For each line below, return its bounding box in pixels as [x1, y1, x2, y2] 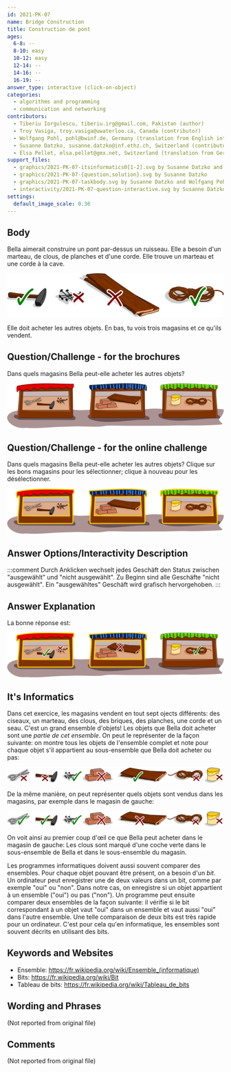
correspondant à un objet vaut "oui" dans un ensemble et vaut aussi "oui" [7, 906, 216, 913]
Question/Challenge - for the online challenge [7, 441, 208, 453]
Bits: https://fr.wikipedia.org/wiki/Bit [16, 973, 119, 981]
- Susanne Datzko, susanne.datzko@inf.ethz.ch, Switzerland [13, 142, 189, 149]
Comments [7, 1039, 56, 1051]
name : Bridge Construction [7, 18, 85, 26]
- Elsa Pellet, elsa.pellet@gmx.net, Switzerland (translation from [13, 149, 214, 157]
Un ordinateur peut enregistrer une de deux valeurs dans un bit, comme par [7, 876, 221, 884]
